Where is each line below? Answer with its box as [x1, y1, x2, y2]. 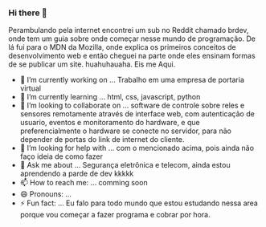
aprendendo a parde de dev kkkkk [19, 168, 134, 179]
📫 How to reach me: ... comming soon [19, 178, 148, 188]
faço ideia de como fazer [19, 152, 103, 161]
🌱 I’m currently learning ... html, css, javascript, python [19, 92, 201, 102]
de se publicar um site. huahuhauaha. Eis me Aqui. [8, 59, 176, 69]
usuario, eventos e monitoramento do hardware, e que [19, 118, 200, 128]
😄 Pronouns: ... [19, 189, 72, 199]
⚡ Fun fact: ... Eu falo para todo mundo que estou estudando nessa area [19, 198, 259, 208]
